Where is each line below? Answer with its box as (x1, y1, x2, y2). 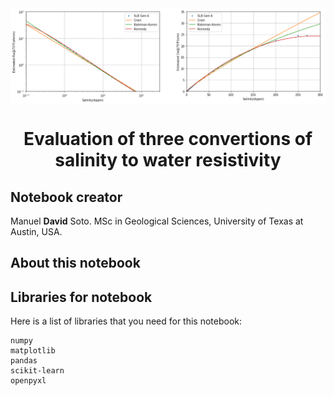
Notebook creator (10, 188, 123, 206)
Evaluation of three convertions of (23, 128, 313, 151)
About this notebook (10, 255, 141, 272)
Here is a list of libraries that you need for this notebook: (10, 315, 243, 327)
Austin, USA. (10, 226, 63, 238)
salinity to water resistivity (54, 149, 282, 172)
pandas (10, 356, 38, 366)
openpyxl (10, 376, 47, 386)
